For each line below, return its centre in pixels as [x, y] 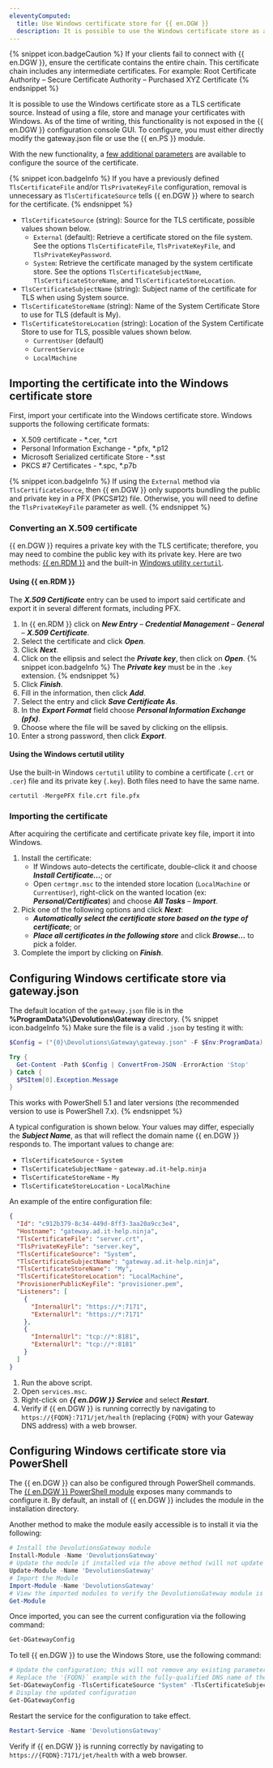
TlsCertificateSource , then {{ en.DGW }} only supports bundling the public [135, 490]
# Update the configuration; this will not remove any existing [120, 1670]
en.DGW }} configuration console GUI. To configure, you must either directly [136, 130]
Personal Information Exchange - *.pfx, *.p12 [94, 448]
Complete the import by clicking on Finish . [92, 953]
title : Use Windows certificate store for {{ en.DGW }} [113, 23]
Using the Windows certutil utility [67, 754]
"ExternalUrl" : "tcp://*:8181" [83, 1345]
